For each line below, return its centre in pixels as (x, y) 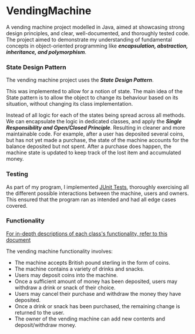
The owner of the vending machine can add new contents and (90, 319)
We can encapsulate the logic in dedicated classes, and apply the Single (94, 122)
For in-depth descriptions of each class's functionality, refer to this (87, 234)
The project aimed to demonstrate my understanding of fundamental (89, 39)
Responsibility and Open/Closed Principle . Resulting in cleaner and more (96, 128)
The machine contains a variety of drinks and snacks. (80, 269)
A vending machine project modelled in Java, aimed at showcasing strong (95, 27)
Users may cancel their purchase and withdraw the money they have (98, 293)
